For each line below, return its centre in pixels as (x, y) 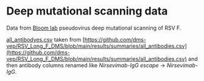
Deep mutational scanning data (87, 11)
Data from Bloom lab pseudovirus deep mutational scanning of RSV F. (94, 28)
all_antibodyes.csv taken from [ (46, 39)
